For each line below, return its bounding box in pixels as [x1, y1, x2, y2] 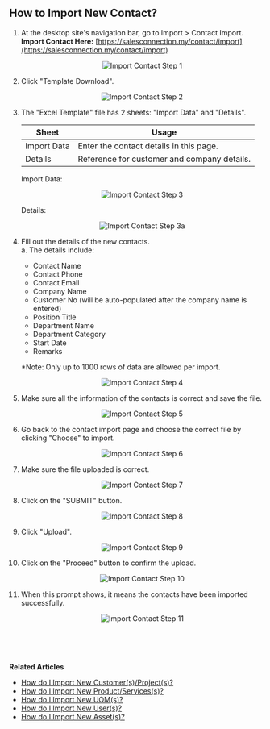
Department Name [32, 320, 95, 330]
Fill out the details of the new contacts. [20, 236, 150, 246]
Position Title [32, 312, 77, 322]
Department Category [32, 329, 106, 339]
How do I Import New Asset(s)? [20, 711, 126, 721]
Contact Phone [32, 269, 83, 279]
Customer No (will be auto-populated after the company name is [32, 294, 247, 305]
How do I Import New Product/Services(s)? [20, 685, 164, 696]
